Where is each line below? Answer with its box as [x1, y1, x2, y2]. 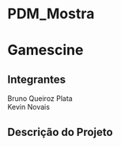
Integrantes [7, 72, 66, 86]
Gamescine [7, 41, 84, 60]
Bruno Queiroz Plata [7, 94, 73, 103]
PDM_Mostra [7, 5, 95, 23]
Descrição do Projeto [7, 125, 113, 139]
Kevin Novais [7, 103, 51, 112]
